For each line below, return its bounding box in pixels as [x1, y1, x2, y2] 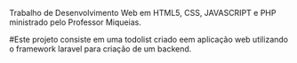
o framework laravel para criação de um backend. [9, 43, 192, 54]
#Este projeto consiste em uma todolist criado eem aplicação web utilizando [9, 35, 289, 44]
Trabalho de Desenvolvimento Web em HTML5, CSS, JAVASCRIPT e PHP [9, 8, 277, 18]
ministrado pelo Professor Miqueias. [9, 17, 142, 28]
